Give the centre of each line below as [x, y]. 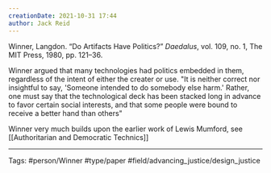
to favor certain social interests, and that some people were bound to [123, 105]
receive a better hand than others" [65, 113]
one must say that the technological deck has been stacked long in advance [135, 96]
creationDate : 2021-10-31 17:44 [63, 16]
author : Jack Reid [39, 23]
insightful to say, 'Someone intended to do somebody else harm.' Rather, [129, 87]
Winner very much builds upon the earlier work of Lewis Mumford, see [126, 129]
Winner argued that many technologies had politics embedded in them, [126, 70]
